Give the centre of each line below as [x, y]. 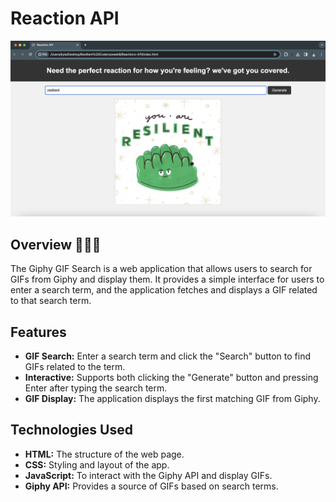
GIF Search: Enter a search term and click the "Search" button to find [167, 356]
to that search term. [51, 301]
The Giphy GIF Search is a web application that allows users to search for [161, 269]
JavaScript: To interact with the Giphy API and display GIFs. [148, 475]
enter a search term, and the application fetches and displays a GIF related [164, 290]
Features [38, 332]
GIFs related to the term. [75, 367]
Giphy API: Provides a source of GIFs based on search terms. [151, 486]
